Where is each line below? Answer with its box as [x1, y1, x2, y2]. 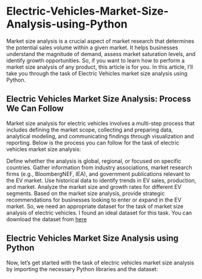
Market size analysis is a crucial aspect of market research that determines [6, 37, 195, 44]
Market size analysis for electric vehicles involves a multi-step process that [6, 119, 195, 127]
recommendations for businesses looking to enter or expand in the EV [6, 196, 181, 203]
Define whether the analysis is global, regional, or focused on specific [6, 157, 181, 164]
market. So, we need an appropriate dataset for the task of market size [6, 202, 184, 210]
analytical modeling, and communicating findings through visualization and [6, 132, 194, 139]
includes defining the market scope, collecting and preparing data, [6, 126, 173, 133]
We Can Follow [6, 104, 64, 114]
